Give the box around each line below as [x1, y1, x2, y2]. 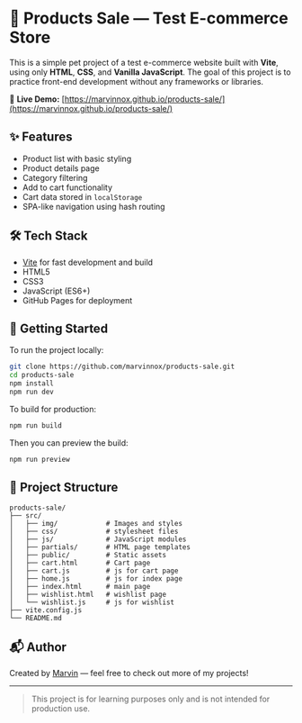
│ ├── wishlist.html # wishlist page [9, 590, 167, 600]
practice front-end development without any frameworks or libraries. [9, 76, 263, 86]
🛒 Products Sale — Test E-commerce [9, 8, 289, 29]
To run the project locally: [9, 345, 104, 356]
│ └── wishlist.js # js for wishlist [9, 598, 175, 607]
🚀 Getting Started [9, 321, 109, 336]
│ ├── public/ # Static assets [9, 551, 167, 560]
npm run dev [9, 387, 54, 396]
